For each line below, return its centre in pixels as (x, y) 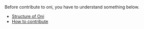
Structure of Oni (28, 16)
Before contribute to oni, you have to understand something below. (72, 7)
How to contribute (30, 22)
